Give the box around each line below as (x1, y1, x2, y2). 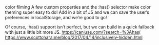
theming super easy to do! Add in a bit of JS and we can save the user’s (5, 9, 150, 15)
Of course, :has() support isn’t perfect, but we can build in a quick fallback (5, 24, 155, 30)
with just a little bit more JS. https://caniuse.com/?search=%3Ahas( (5, 29, 141, 35)
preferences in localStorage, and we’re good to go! (5, 15, 107, 20)
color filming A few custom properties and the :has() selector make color (5, 4, 151, 10)
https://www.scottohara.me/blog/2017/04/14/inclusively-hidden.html (5, 34, 143, 40)
